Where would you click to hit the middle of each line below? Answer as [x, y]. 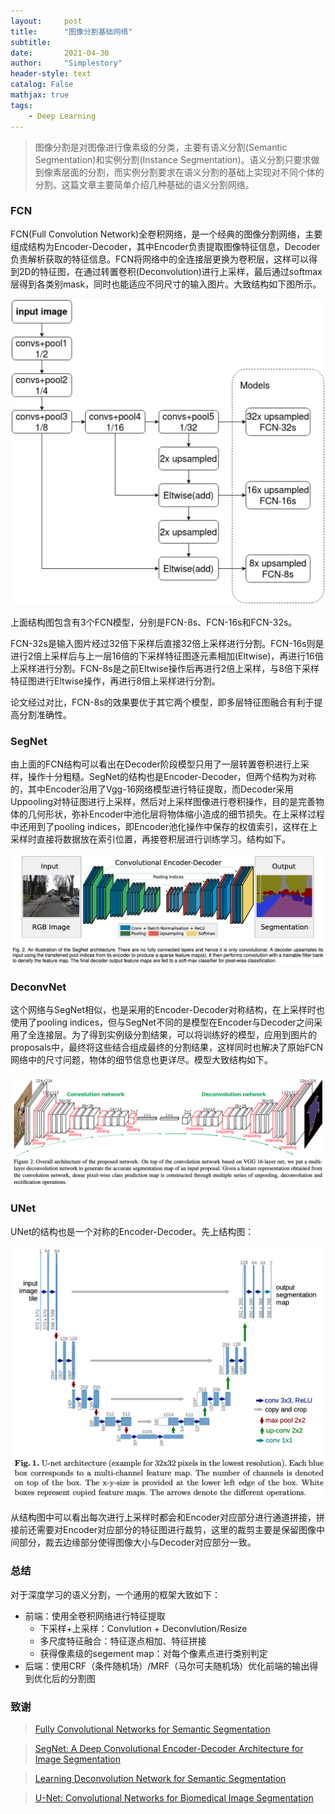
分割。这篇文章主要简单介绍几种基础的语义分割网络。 [144, 184]
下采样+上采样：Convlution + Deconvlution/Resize [143, 1628]
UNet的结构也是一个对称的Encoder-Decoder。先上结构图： [132, 1231]
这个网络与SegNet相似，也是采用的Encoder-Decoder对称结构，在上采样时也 [167, 1010]
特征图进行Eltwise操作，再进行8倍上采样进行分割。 [115, 681]
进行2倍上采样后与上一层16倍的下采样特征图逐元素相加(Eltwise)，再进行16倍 [167, 656]
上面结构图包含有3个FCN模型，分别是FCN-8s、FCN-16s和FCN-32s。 [154, 622]
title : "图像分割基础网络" [71, 31]
